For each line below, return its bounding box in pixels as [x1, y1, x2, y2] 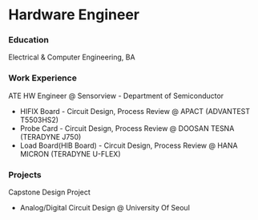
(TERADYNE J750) [19, 132, 82, 141]
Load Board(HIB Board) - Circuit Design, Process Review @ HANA [19, 141, 238, 150]
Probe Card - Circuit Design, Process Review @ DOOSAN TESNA [19, 123, 235, 133]
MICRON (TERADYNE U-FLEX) [19, 149, 122, 158]
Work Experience [8, 72, 78, 84]
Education [8, 35, 50, 46]
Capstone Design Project [8, 187, 91, 198]
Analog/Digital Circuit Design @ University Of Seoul [19, 203, 191, 213]
